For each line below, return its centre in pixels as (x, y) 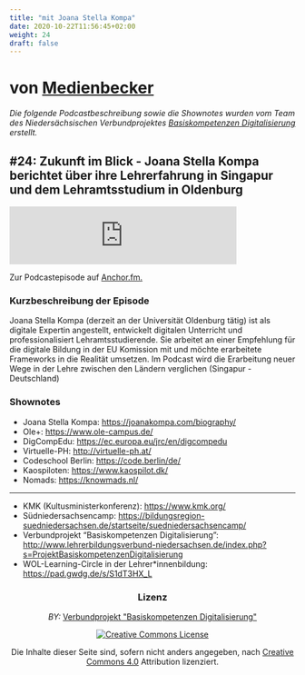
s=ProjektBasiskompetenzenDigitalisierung (103, 554)
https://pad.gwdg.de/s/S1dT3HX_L (87, 573)
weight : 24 (30, 35)
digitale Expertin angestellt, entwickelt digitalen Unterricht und (126, 330)
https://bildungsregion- (161, 515)
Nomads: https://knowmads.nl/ (80, 480)
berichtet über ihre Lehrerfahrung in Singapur (142, 175)
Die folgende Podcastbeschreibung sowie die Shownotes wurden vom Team (152, 114)
